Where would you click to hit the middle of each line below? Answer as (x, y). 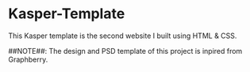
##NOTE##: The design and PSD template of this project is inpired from (125, 51)
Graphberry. (28, 59)
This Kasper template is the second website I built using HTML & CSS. (123, 36)
